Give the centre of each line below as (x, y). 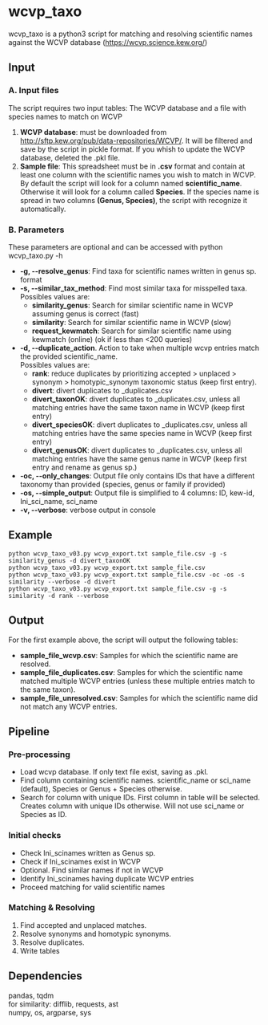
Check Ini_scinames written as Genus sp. (88, 852)
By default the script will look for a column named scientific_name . (131, 183)
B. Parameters (36, 230)
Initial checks (35, 836)
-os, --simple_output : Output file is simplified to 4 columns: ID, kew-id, (137, 493)
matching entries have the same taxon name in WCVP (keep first (138, 407)
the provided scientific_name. (69, 356)
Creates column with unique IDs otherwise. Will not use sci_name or (132, 806)
